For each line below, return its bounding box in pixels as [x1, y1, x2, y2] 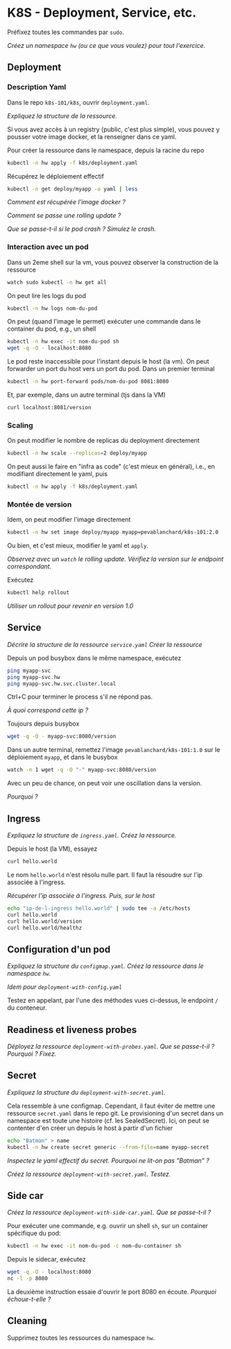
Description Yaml [7, 82, 67, 92]
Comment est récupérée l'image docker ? [7, 198, 126, 206]
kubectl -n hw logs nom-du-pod [7, 304, 98, 312]
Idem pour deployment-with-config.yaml [7, 983, 123, 991]
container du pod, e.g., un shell [7, 325, 96, 333]
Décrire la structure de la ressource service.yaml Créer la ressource [7, 640, 203, 648]
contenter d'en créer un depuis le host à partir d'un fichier [7, 1124, 173, 1132]
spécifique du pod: [7, 1229, 61, 1238]
